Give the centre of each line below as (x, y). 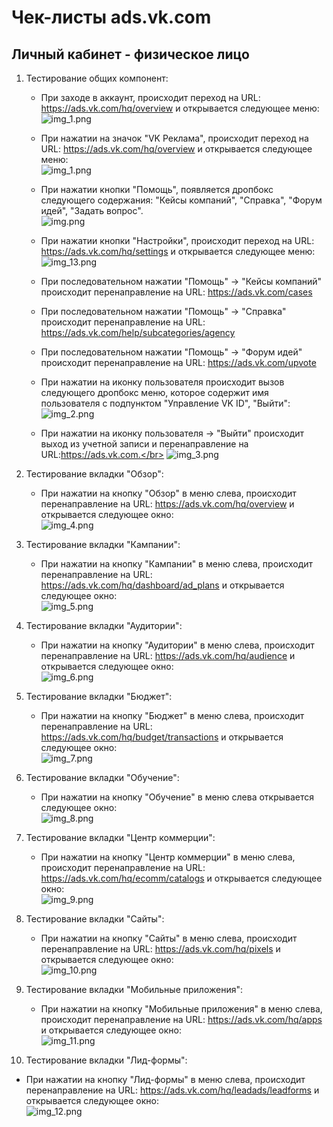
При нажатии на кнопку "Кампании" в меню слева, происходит (177, 564)
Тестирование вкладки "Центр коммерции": (120, 837)
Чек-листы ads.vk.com (111, 17)
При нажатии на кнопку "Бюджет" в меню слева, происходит (172, 715)
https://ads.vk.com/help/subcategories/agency (138, 332)
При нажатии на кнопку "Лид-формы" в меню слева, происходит (165, 1079)
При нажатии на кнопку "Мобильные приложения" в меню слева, (181, 1009)
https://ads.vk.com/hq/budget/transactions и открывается (162, 737)
